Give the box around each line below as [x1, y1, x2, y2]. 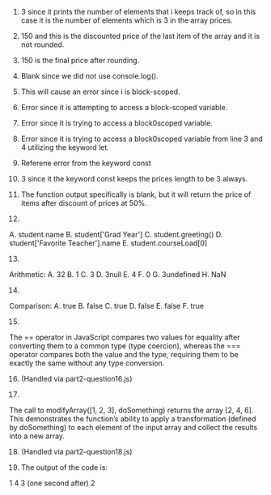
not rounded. [20, 40, 65, 49]
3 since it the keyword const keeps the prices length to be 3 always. [20, 174, 248, 183]
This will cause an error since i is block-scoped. [20, 87, 180, 96]
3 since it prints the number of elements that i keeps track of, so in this [20, 7, 256, 16]
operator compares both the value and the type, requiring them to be [9, 350, 239, 359]
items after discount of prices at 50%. [20, 198, 148, 207]
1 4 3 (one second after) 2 [9, 478, 95, 488]
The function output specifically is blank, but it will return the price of [20, 190, 252, 199]
